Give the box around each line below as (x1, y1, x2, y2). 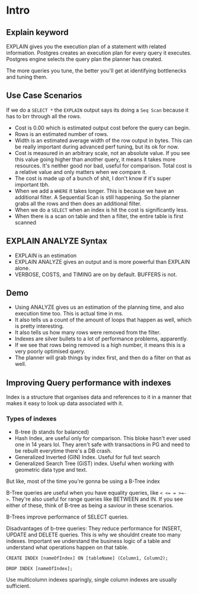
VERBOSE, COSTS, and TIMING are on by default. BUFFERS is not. (14, 271, 177, 278)
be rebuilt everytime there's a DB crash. (14, 447, 112, 454)
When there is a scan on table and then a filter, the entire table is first (14, 212, 184, 220)
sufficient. (6, 582, 31, 589)
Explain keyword (6, 27, 69, 37)
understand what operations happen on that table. (6, 544, 129, 551)
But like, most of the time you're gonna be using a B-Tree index (6, 478, 160, 485)
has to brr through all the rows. (6, 112, 82, 119)
